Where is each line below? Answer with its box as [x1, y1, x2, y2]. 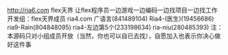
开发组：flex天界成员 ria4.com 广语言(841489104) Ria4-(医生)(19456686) [7, 14, 214, 23]
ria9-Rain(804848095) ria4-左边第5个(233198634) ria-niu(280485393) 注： [7, 23, 223, 31]
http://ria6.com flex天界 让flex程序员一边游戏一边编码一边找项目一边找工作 [7, 6, 218, 14]
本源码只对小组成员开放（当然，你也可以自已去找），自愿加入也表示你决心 [7, 32, 215, 40]
